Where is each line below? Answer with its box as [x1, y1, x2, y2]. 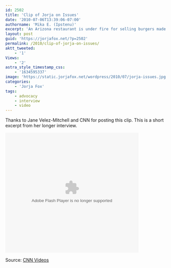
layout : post [5, 31, 33, 36]
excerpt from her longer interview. [5, 123, 77, 129]
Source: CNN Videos [5, 257, 49, 263]
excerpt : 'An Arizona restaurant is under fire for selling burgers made [5, 27, 166, 32]
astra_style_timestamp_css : [5, 65, 66, 70]
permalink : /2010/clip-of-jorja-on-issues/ [5, 41, 100, 46]
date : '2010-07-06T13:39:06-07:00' [5, 17, 81, 22]
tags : [5, 88, 17, 94]
